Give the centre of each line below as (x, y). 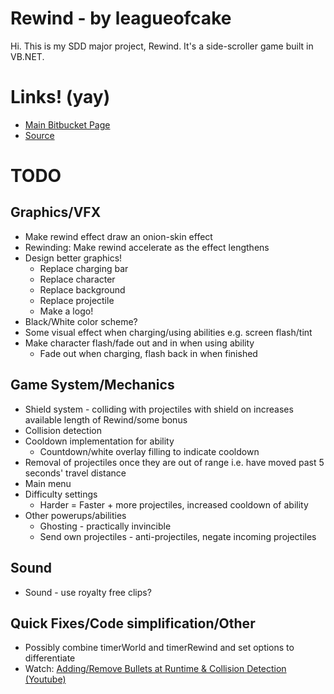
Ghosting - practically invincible (105, 526)
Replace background (82, 289)
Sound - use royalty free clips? (88, 592)
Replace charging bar (84, 268)
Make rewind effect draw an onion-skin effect (118, 236)
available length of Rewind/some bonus (106, 419)
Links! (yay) (60, 97)
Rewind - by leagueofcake (121, 18)
